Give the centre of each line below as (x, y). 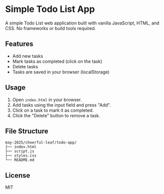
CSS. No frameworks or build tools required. (51, 28)
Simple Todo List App (50, 9)
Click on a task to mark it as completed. (53, 110)
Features (19, 44)
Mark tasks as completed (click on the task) (57, 61)
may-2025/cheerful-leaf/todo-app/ (41, 143)
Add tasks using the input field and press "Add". (62, 105)
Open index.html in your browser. (47, 99)
